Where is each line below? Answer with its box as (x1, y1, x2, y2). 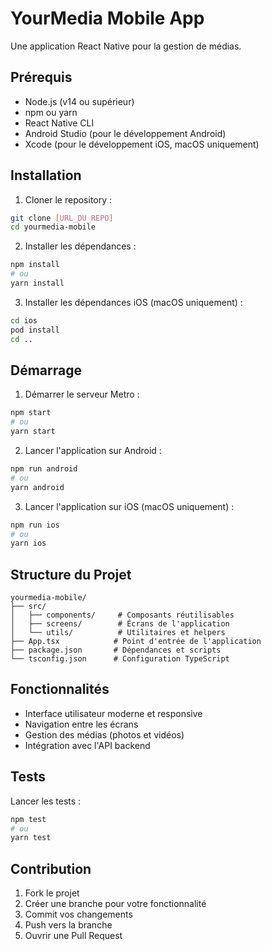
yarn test (10, 833, 52, 843)
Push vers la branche (24, 919, 113, 931)
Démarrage (10, 362, 82, 379)
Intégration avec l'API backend (24, 739, 151, 751)
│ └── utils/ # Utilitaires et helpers (10, 628, 226, 638)
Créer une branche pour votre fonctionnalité (24, 898, 207, 910)
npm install (10, 260, 60, 270)
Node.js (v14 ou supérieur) (24, 95, 135, 107)
